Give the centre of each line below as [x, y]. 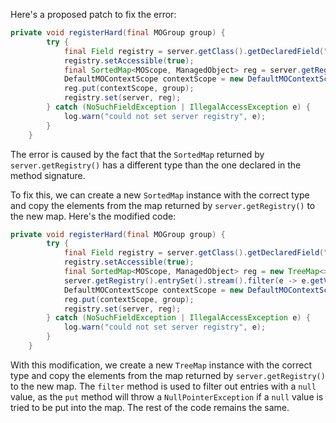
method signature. [48, 175]
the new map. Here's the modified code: [93, 216]
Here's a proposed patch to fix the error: [93, 14]
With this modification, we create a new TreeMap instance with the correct [161, 365]
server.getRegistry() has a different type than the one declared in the [156, 165]
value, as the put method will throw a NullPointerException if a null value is [167, 396]
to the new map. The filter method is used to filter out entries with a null [163, 386]
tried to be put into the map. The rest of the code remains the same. [150, 407]
